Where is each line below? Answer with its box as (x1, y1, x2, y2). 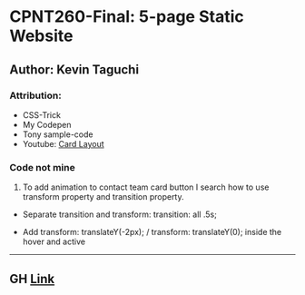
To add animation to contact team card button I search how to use (22, 182, 270, 192)
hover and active (22, 236, 86, 247)
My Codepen (22, 119, 72, 130)
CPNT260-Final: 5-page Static (9, 6, 244, 27)
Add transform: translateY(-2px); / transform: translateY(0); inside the (22, 227, 282, 238)
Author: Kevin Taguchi (9, 62, 139, 77)
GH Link (9, 270, 55, 287)
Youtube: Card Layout (22, 138, 104, 149)
